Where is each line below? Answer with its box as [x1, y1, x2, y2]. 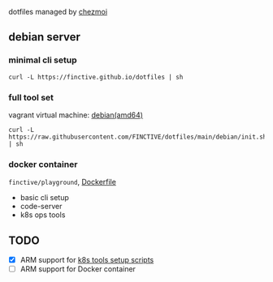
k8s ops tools [19, 210, 66, 220]
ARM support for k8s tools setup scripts [19, 255, 154, 265]
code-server [19, 202, 63, 211]
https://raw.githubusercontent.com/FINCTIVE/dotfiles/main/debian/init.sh [8, 133, 267, 141]
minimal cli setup [8, 54, 77, 66]
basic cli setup [19, 193, 69, 203]
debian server [8, 30, 81, 44]
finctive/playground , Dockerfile [8, 177, 116, 187]
